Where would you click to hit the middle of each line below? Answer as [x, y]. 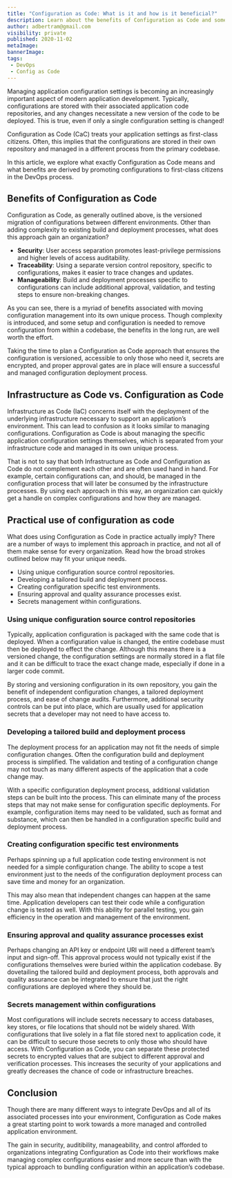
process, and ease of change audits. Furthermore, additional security [106, 699]
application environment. [42, 1132]
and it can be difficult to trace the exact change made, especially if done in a [116, 664]
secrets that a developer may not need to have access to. [89, 714]
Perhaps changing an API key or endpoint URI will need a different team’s [111, 950]
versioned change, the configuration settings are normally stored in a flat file [116, 656]
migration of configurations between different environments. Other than [109, 223]
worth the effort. [30, 338]
